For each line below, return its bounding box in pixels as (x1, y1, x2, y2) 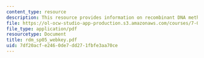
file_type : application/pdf (6, 25, 78, 32)
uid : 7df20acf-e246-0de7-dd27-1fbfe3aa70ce (6, 43, 118, 49)
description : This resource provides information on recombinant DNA (6, 14, 186, 21)
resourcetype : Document (6, 31, 67, 37)
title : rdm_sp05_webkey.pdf (6, 37, 78, 43)
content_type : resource (6, 8, 67, 15)
